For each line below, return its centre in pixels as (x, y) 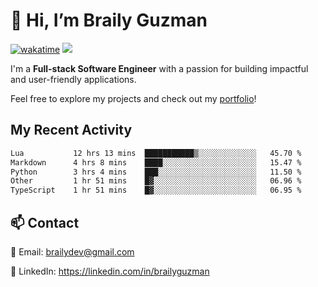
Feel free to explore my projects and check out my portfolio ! (133, 98)
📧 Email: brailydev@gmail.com (72, 251)
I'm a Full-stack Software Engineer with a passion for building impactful (159, 68)
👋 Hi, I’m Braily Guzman (109, 20)
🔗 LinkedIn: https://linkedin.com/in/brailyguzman (110, 271)
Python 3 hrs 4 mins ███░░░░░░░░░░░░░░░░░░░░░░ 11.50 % (156, 172)
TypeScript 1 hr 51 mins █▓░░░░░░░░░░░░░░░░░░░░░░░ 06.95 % (156, 190)
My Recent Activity (71, 130)
